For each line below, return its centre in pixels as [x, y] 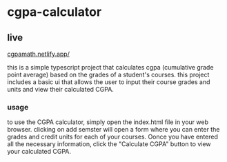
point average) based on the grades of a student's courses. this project [108, 74]
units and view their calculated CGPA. [60, 89]
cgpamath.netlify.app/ [39, 54]
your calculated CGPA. [39, 152]
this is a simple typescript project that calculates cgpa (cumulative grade [110, 67]
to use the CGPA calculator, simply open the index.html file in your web [108, 122]
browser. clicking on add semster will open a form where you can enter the [113, 130]
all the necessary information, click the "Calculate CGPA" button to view [109, 144]
